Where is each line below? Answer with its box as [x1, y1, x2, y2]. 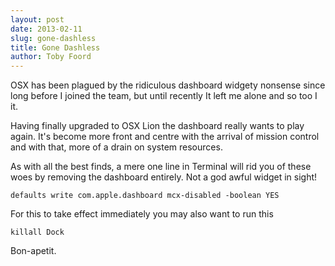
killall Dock [10, 227, 65, 238]
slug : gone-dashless [10, 33, 97, 43]
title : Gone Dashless [10, 42, 101, 53]
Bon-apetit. [10, 245, 57, 257]
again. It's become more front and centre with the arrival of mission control [10, 131, 320, 143]
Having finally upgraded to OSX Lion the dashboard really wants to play [10, 120, 305, 132]
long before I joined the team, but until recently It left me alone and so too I [10, 90, 318, 102]
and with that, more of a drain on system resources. [10, 141, 223, 153]
